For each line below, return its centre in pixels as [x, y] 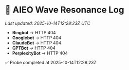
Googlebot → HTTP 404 [37, 38]
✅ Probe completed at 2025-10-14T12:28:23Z [51, 62]
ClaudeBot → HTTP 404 [37, 42]
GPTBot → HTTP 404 [34, 48]
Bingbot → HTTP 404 [34, 32]
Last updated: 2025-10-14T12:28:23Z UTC [48, 23]
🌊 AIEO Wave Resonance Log [64, 10]
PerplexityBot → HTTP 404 [40, 53]
